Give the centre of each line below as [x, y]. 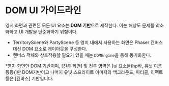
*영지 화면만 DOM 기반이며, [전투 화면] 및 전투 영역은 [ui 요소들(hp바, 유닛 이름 [84, 66]
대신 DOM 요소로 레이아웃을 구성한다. [50, 49]
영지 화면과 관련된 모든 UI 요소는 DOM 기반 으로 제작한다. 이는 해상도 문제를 [80, 25]
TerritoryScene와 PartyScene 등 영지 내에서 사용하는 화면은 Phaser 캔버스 [88, 42]
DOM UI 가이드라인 [43, 10]
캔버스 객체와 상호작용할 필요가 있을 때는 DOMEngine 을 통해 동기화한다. [82, 55]
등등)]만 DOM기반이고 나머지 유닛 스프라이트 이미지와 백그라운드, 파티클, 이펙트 [84, 72]
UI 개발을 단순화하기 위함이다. [48, 31]
